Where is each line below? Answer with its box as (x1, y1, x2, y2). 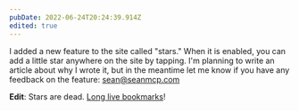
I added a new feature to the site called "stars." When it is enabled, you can (9, 45, 287, 56)
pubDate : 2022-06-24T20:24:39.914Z (9, 12, 142, 22)
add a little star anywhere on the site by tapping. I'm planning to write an (9, 55, 275, 66)
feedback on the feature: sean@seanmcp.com (9, 74, 180, 84)
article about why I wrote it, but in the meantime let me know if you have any (9, 64, 290, 75)
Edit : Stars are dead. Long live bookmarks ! (9, 91, 166, 102)
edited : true (9, 21, 58, 30)
